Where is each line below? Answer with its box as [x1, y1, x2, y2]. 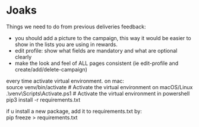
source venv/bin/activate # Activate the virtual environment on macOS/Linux [6, 83, 193, 90]
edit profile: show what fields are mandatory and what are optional [14, 47, 178, 54]
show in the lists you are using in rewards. [14, 41, 118, 48]
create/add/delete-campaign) [14, 66, 88, 73]
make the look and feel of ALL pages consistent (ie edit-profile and [14, 60, 179, 67]
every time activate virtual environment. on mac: [6, 77, 125, 84]
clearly [14, 53, 32, 60]
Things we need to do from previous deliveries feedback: [6, 23, 147, 30]
